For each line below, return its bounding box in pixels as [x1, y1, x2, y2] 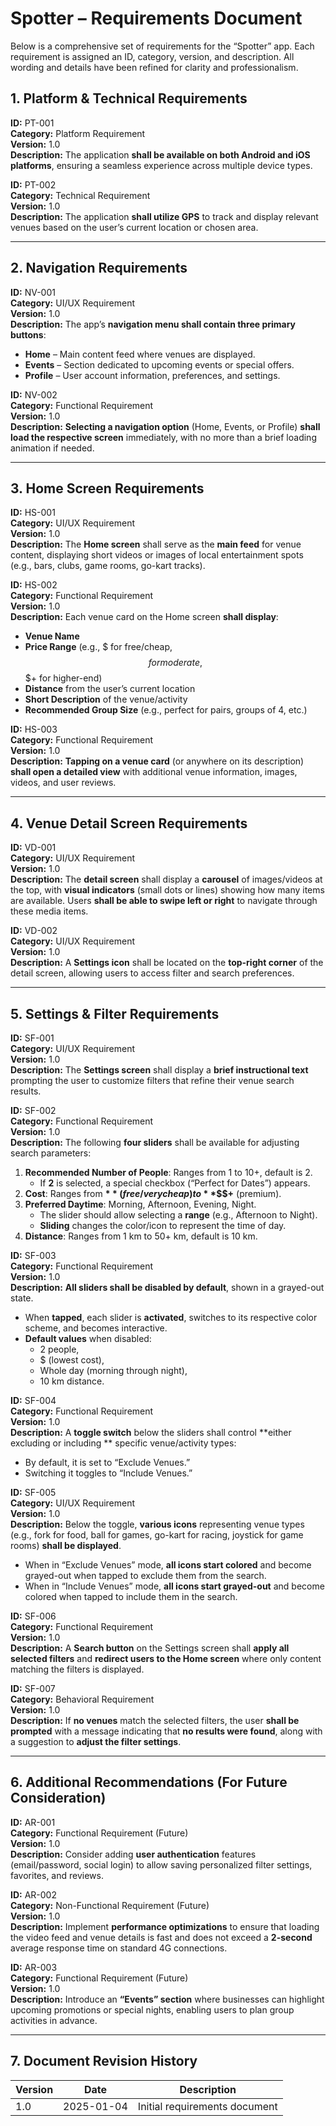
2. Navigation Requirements [10, 260, 188, 277]
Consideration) [10, 1790, 107, 1807]
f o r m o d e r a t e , [148, 657, 203, 669]
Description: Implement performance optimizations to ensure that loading [10, 1920, 320, 1932]
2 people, [39, 1343, 80, 1355]
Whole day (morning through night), [39, 1365, 188, 1376]
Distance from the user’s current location [24, 683, 196, 695]
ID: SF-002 [10, 1105, 57, 1116]
